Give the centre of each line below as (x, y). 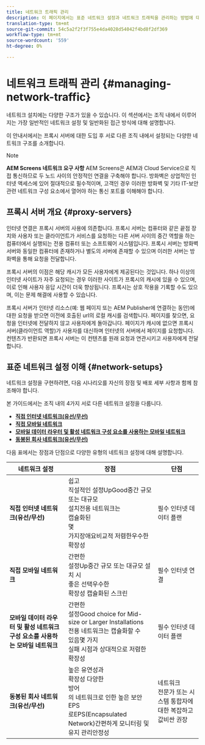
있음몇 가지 (83, 640)
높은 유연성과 (86, 670)
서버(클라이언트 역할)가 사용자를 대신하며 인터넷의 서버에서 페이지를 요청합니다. (100, 331)
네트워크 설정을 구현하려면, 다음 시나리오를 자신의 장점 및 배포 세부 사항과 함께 (99, 383)
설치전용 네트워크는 (94, 509)
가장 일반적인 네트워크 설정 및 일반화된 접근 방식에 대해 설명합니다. (96, 122)
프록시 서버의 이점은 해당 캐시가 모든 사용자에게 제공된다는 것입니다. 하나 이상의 (101, 271)
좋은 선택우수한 (89, 584)
